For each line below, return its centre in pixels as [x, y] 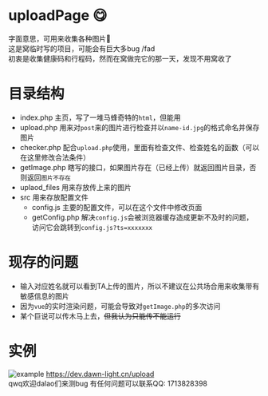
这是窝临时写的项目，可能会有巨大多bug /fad [82, 48]
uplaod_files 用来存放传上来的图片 [75, 187]
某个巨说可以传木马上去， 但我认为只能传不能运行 [100, 316]
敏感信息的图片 [44, 296]
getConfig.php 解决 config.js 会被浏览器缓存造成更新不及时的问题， [142, 217]
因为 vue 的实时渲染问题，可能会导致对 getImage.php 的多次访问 [120, 306]
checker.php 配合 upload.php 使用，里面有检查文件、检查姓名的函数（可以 [140, 147]
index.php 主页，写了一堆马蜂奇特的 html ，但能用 [100, 117]
